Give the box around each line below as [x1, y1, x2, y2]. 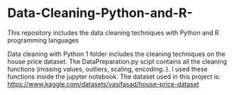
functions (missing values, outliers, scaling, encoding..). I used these [7, 65, 208, 73]
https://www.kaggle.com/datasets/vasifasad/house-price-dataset [7, 79, 200, 88]
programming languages [7, 35, 79, 44]
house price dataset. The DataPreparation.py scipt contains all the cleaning [7, 57, 228, 65]
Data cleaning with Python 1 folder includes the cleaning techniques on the [7, 50, 225, 58]
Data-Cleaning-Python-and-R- [7, 5, 193, 21]
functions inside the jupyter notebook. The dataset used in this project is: [7, 72, 221, 81]
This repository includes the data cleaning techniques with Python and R [7, 28, 220, 37]
